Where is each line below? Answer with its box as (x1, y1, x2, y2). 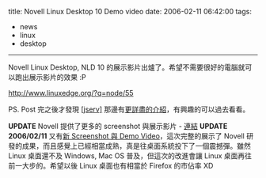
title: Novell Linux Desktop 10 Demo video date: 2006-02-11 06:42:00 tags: (8, 7, 252, 16)
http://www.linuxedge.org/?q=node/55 (8, 89, 134, 97)
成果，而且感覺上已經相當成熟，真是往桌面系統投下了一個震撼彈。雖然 (21, 142, 251, 150)
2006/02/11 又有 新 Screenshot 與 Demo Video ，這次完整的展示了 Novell (8, 131, 245, 141)
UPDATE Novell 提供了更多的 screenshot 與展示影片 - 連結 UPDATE (8, 122, 228, 131)
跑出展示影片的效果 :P (14, 73, 86, 81)
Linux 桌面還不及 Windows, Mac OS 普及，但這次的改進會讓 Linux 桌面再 (8, 151, 245, 161)
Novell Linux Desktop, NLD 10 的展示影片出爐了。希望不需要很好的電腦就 (8, 62, 245, 72)
